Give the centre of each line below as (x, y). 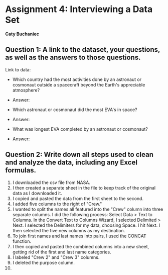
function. (22, 241)
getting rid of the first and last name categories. (62, 252)
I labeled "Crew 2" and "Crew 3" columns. (56, 257)
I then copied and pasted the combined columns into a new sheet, (81, 246)
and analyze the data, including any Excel (71, 163)
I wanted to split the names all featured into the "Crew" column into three (88, 209)
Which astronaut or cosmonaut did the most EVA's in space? (75, 110)
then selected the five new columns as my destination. (69, 230)
